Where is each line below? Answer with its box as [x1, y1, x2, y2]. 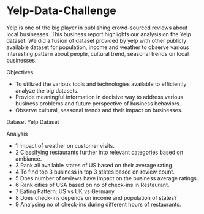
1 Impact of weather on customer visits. [15, 142, 115, 149]
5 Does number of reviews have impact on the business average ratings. [15, 174, 198, 182]
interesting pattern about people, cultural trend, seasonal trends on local [6, 50, 189, 57]
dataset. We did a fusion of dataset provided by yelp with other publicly [6, 37, 187, 44]
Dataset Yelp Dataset [6, 118, 59, 126]
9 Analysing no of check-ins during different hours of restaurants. [15, 201, 181, 208]
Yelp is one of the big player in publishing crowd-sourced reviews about [6, 24, 188, 31]
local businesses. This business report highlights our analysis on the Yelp [6, 30, 191, 37]
